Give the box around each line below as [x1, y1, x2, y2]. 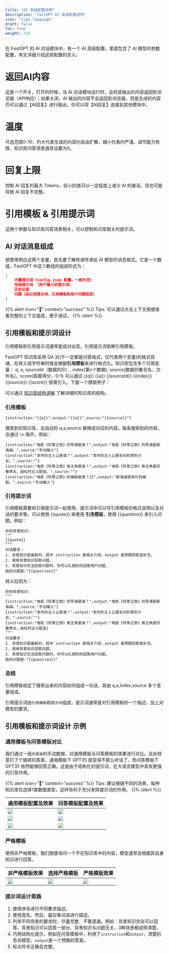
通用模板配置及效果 [8, 800, 54, 807]
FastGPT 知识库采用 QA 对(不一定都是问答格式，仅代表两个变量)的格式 [5, 354, 151, 360]
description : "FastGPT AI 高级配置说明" [5, 12, 87, 17]
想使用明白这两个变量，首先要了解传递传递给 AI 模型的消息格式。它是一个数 [5, 256, 162, 263]
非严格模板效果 [8, 870, 44, 877]
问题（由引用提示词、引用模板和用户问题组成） [14, 292, 97, 297]
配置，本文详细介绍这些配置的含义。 [5, 52, 80, 58]
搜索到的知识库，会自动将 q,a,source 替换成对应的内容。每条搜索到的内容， [5, 425, 162, 431]
